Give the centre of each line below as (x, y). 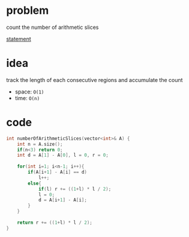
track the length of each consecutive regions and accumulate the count (94, 80)
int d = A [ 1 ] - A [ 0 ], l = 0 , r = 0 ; (63, 155)
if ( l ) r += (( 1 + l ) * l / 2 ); (75, 189)
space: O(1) (29, 92)
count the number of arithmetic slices (52, 27)
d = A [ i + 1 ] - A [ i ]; (62, 200)
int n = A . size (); (40, 144)
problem (28, 11)
